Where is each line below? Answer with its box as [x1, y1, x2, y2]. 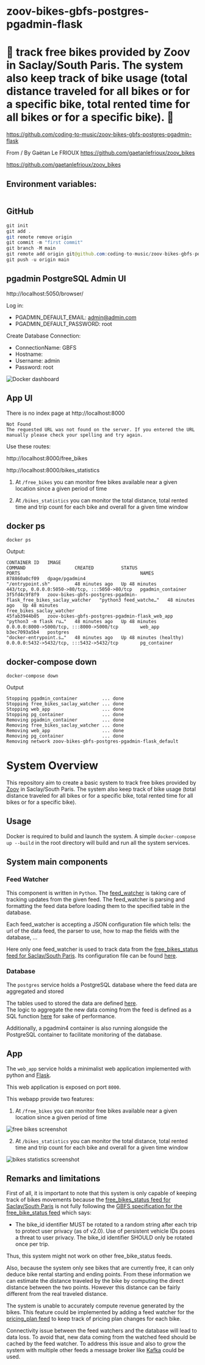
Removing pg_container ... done [6, 733, 124, 739]
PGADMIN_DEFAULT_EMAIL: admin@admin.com [15, 314, 137, 321]
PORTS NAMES [6, 570, 154, 577]
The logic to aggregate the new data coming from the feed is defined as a [6, 1006, 192, 1013]
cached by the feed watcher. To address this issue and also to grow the [6, 1340, 186, 1347]
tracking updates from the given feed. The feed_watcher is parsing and [6, 896, 185, 903]
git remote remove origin [6, 234, 72, 240]
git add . [6, 228, 32, 234]
